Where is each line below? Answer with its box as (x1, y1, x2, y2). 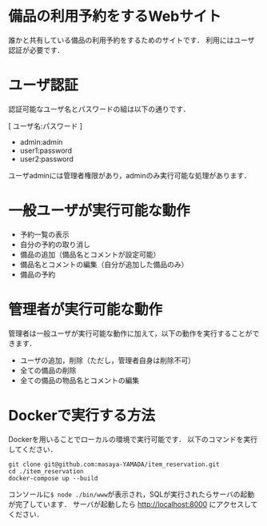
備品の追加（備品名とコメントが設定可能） (19, 249, 161, 259)
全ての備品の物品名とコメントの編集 (19, 375, 140, 385)
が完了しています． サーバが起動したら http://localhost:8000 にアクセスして (8, 499, 258, 508)
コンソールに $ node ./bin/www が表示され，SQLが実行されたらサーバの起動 (8, 489, 255, 499)
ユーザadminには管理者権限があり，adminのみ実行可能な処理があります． (8, 170, 251, 180)
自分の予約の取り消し (19, 239, 90, 249)
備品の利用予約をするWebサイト (8, 7, 221, 26)
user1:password (19, 145, 73, 155)
